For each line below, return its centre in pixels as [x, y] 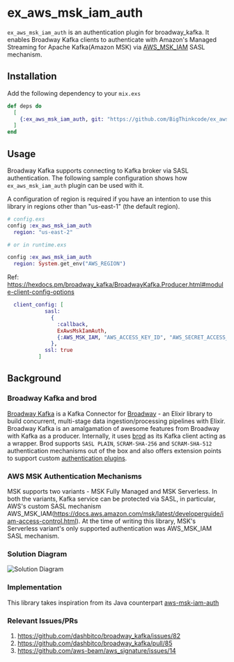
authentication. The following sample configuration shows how [97, 178]
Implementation [35, 587]
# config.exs [26, 219]
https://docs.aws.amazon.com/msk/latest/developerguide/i [139, 514]
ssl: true [58, 351]
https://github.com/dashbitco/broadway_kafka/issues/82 [99, 635]
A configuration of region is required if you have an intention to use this [109, 199]
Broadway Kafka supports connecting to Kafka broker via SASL [98, 170]
